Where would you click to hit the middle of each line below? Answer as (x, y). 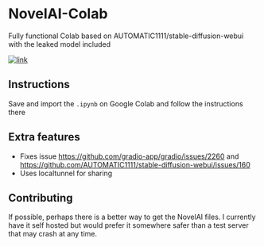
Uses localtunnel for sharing (66, 173)
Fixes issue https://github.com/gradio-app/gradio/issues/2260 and (129, 156)
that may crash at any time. (53, 234)
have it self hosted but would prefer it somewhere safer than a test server (128, 225)
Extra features (45, 137)
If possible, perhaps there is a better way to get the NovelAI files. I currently (132, 217)
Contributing (41, 198)
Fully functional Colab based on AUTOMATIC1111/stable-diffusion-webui (126, 36)
